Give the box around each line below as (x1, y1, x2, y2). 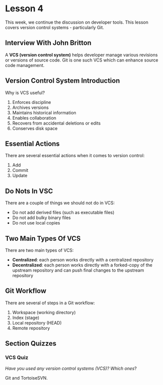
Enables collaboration (12, 115, 57, 121)
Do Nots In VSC (5, 187, 53, 195)
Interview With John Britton (5, 39, 92, 47)
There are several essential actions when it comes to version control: (5, 153, 145, 159)
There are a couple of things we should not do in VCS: (5, 200, 115, 206)
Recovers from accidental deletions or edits (12, 120, 101, 126)
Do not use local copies (12, 220, 61, 226)
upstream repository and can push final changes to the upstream (12, 267, 144, 273)
